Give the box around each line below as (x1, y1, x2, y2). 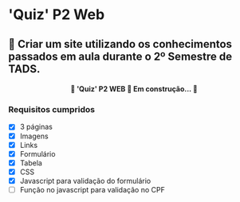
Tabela (19, 157, 42, 168)
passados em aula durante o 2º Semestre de (8, 49, 233, 63)
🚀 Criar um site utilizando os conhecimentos (8, 37, 233, 51)
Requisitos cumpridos (8, 104, 96, 115)
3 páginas (19, 122, 53, 132)
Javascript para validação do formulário (19, 176, 151, 185)
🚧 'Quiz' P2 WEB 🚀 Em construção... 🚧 (70, 84, 198, 94)
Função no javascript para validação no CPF (19, 185, 165, 194)
